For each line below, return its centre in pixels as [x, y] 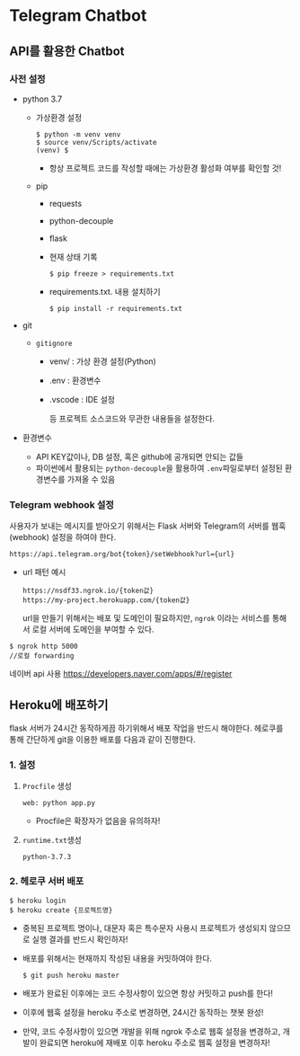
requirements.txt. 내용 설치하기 [105, 291]
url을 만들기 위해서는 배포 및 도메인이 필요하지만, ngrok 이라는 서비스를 [146, 618]
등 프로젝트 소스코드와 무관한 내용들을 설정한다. [132, 418]
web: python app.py [59, 803]
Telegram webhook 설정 [62, 504]
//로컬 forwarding [42, 656]
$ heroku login [38, 901]
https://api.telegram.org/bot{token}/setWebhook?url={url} [122, 555]
